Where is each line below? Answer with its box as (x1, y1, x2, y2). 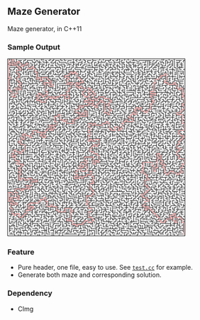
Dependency (7, 288, 53, 298)
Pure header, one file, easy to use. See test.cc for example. (17, 263, 193, 272)
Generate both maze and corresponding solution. (17, 270, 162, 279)
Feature (7, 247, 35, 257)
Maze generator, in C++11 (7, 24, 82, 33)
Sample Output (7, 42, 60, 52)
